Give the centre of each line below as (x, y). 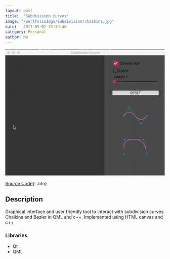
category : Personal (26, 32)
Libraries (16, 235)
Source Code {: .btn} (26, 184)
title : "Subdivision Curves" (37, 16)
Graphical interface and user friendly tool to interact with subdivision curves (84, 212)
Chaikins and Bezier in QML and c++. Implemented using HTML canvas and (84, 217)
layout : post (19, 11)
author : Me (17, 37)
